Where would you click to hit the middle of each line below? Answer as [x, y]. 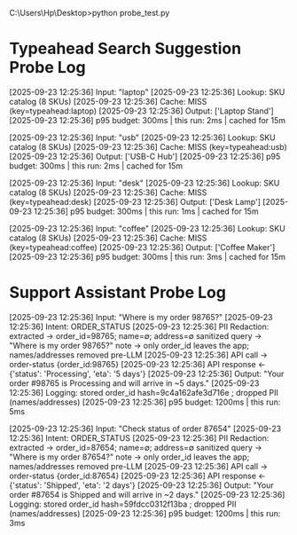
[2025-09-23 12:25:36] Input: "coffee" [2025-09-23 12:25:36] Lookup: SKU [147, 228]
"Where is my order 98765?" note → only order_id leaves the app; [129, 345]
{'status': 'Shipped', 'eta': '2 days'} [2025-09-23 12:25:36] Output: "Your [142, 485]
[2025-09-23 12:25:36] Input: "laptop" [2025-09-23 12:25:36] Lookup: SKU [147, 91]
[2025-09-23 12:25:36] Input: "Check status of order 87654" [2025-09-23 [145, 429]
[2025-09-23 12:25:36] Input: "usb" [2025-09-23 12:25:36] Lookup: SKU [143, 138]
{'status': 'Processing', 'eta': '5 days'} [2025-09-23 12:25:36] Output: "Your [147, 374]
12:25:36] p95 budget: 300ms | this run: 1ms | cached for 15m [146, 211]
